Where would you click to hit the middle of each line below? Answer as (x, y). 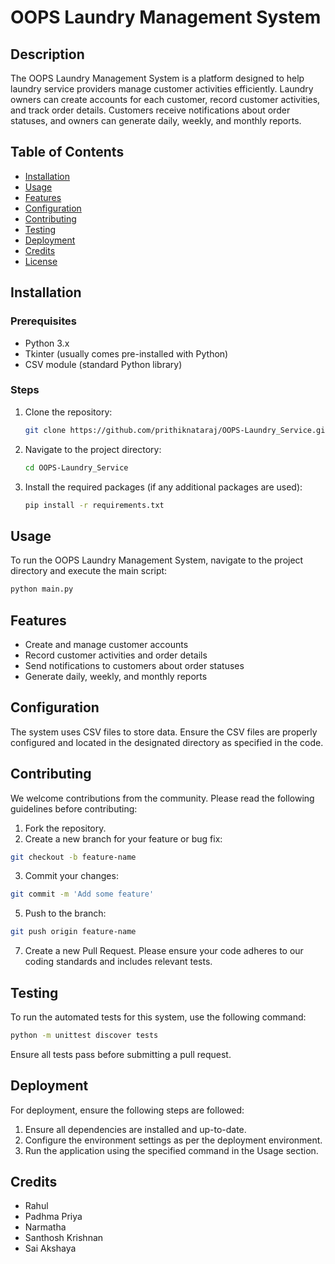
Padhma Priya (53, 1217)
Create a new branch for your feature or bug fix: (123, 838)
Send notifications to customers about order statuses (134, 665)
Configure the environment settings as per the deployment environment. (173, 1140)
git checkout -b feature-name (73, 857)
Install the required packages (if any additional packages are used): (163, 487)
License (41, 261)
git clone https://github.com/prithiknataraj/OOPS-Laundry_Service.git (177, 430)
